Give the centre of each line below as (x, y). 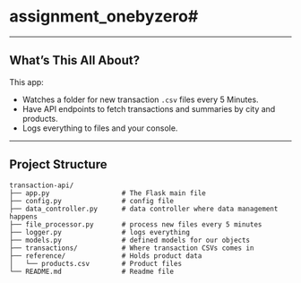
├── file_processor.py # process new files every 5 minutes (136, 224)
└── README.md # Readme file (92, 271)
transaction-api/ (42, 185)
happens (24, 217)
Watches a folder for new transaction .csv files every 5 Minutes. (140, 99)
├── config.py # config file (92, 201)
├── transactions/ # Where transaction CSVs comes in (132, 248)
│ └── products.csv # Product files (95, 263)
